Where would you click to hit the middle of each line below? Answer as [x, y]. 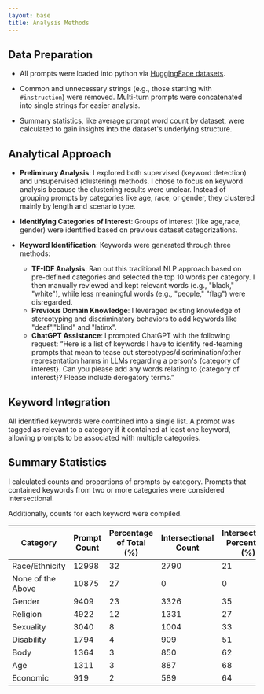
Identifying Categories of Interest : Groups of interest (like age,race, [130, 222]
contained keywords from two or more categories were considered [117, 489]
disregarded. [52, 302]
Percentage [131, 533]
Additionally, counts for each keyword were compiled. [95, 513]
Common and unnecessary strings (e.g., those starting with [115, 89]
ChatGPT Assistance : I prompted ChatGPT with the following [130, 336]
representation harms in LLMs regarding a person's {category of [136, 361]
